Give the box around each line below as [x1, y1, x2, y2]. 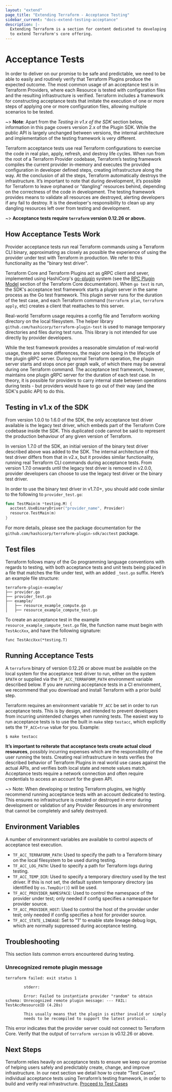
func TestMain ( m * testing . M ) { [5, 501, 72, 506]
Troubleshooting [5, 937, 60, 946]
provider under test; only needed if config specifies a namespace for [12, 895, 159, 901]
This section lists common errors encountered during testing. [5, 951, 135, 957]
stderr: [24, 985, 40, 990]
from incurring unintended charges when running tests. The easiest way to [5, 713, 163, 719]
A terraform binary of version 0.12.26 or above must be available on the [5, 665, 157, 671]
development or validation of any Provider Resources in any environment [5, 802, 159, 808]
